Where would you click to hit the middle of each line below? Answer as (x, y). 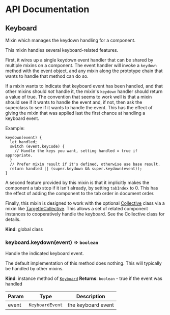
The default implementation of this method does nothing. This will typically (83, 263)
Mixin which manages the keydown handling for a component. (70, 40)
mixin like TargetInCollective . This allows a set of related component (77, 209)
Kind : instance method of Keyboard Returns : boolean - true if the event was (84, 278)
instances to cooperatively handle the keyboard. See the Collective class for (85, 214)
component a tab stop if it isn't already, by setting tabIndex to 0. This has (82, 188)
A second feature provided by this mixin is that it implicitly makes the (77, 182)
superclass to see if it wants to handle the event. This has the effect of (79, 107)
